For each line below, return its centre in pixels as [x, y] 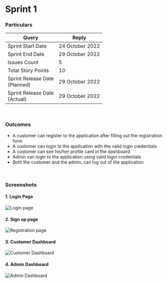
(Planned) [19, 85]
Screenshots [21, 184]
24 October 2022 [79, 46]
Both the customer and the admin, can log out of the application [78, 162]
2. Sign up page [22, 219]
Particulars [19, 25]
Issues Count [23, 62]
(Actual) [17, 99]
